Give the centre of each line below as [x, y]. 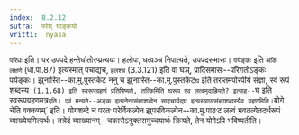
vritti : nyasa [38, 34]
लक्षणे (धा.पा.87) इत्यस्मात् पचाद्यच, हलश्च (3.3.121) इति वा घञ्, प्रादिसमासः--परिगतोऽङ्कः [138, 70]
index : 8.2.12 [38, 18]
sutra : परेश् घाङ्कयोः [44, 26]
